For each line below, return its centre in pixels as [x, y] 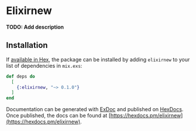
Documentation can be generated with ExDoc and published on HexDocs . [95, 109]
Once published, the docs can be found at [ [59, 116]
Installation [27, 45]
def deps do [20, 76]
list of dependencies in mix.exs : [44, 65]
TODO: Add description [35, 27]
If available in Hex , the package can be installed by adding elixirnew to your [98, 59]
